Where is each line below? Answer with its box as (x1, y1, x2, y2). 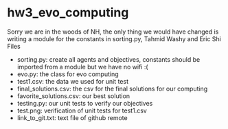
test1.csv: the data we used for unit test (16, 77, 129, 85)
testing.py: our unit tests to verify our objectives (16, 99, 153, 107)
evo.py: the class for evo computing (16, 70, 119, 78)
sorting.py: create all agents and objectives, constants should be (16, 55, 201, 63)
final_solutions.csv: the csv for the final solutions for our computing (16, 84, 208, 93)
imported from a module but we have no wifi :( (16, 62, 149, 71)
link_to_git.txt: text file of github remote (16, 113, 128, 121)
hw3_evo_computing (7, 5, 129, 21)
